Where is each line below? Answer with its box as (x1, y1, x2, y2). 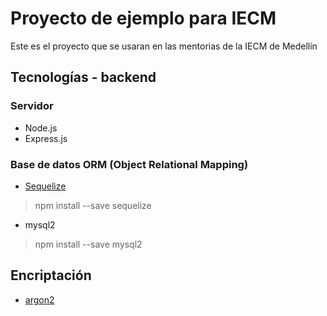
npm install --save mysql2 (34, 238, 143, 250)
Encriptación (10, 267, 92, 284)
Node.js (24, 122, 58, 134)
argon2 (24, 293, 55, 306)
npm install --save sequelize (34, 199, 152, 211)
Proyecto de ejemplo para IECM (10, 7, 277, 30)
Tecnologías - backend (10, 69, 157, 86)
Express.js (24, 132, 68, 144)
